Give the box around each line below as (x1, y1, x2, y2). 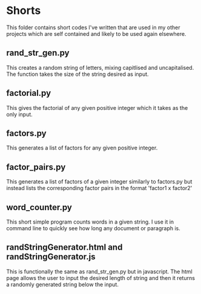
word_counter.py (6, 202, 73, 213)
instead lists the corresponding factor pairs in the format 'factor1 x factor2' (6, 185, 193, 192)
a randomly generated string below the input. (6, 281, 119, 288)
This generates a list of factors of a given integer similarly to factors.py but (6, 178, 193, 185)
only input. (6, 111, 33, 118)
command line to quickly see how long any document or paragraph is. (6, 225, 180, 231)
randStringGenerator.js (6, 251, 96, 262)
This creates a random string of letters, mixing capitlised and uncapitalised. (6, 64, 194, 71)
